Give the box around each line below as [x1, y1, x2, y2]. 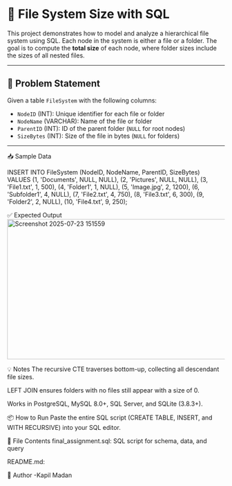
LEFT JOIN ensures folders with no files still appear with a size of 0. [7, 386, 200, 394]
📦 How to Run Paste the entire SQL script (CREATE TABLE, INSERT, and [7, 413, 213, 422]
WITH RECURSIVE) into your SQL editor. [7, 423, 121, 431]
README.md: [7, 457, 46, 466]
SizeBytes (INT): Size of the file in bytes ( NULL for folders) [17, 132, 180, 140]
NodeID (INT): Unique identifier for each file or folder [17, 109, 165, 118]
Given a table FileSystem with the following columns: [7, 96, 157, 105]
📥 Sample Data [7, 152, 52, 160]
